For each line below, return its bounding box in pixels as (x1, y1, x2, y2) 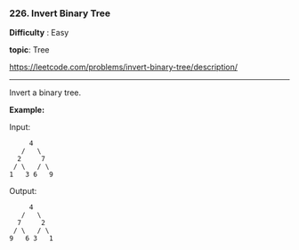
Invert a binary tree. (9, 87, 82, 98)
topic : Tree (9, 44, 51, 55)
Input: (9, 122, 31, 133)
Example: (9, 105, 45, 116)
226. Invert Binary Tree (9, 7, 111, 20)
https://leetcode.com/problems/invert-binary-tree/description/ (9, 61, 238, 73)
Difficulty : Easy (9, 28, 69, 38)
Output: (9, 186, 37, 197)
